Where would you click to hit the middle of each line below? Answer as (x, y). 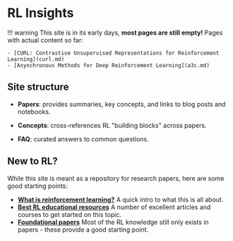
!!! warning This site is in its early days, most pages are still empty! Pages (115, 33)
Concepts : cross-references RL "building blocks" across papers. (112, 125)
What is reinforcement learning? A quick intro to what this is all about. (120, 199)
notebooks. (34, 112)
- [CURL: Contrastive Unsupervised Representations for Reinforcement (113, 53)
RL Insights (41, 13)
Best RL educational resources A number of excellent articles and (114, 207)
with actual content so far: (45, 40)
